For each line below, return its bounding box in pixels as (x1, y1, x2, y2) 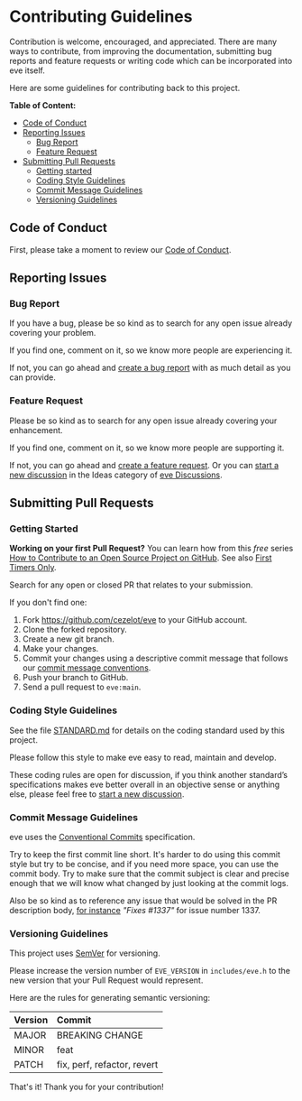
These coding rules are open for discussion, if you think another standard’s (9, 769, 288, 780)
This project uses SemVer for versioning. (9, 948, 160, 958)
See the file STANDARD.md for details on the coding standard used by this (9, 725, 286, 736)
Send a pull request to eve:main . (22, 681, 142, 692)
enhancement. (9, 424, 63, 435)
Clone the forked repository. (22, 625, 128, 635)
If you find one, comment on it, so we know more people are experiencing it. (9, 345, 293, 356)
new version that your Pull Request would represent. (9, 975, 204, 985)
